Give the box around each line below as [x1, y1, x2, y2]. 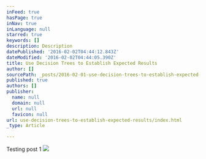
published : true [6, 77, 48, 83]
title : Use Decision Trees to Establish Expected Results [6, 60, 158, 66]
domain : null [12, 100, 45, 106]
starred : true [6, 32, 43, 38]
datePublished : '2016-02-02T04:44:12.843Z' [6, 49, 120, 55]
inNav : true [6, 20, 37, 26]
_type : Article [6, 123, 45, 129]
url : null [12, 105, 37, 112]
